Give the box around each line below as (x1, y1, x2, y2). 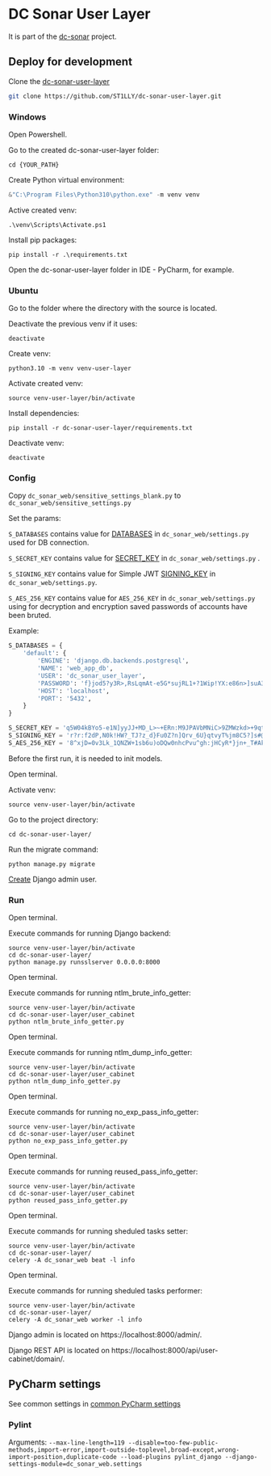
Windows (8, 111, 47, 122)
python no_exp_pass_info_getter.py (8, 1137, 128, 1146)
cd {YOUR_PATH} (8, 161, 60, 169)
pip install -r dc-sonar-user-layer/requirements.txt (8, 424, 194, 432)
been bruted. (8, 611, 52, 620)
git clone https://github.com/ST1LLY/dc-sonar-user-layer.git (8, 92, 222, 100)
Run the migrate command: (8, 844, 99, 854)
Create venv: (8, 349, 51, 359)
